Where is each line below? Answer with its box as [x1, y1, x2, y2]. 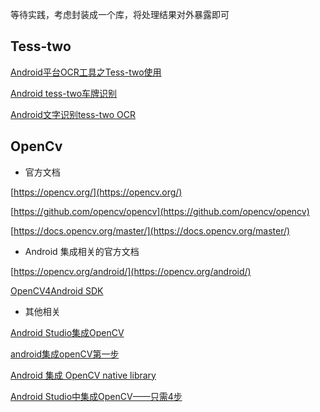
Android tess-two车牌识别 [10, 87, 118, 99]
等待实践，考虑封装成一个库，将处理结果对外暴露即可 [10, 9, 230, 20]
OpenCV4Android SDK [10, 284, 104, 297]
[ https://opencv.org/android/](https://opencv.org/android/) [10, 265, 252, 277]
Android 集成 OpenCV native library [10, 369, 157, 381]
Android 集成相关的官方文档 [24, 245, 140, 257]
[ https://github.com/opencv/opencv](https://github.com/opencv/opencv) [10, 205, 310, 217]
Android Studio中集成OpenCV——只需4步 [10, 390, 183, 402]
